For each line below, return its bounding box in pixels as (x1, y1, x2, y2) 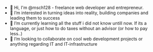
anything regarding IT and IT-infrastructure (9, 41, 98, 47)
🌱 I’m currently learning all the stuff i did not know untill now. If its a (9, 20, 147, 26)
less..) (9, 31, 23, 36)
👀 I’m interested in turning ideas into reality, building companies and (9, 10, 149, 16)
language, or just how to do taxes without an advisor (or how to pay (9, 26, 148, 31)
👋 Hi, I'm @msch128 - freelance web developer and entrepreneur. (9, 5, 144, 10)
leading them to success (9, 15, 60, 21)
